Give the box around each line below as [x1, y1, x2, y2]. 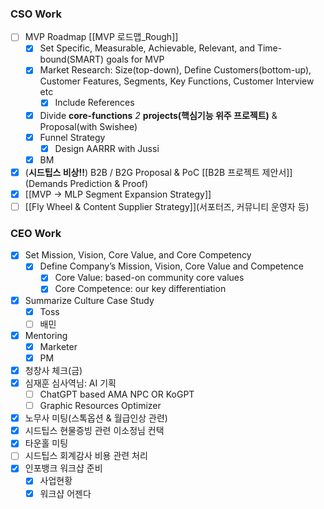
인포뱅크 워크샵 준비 [24, 462, 103, 474]
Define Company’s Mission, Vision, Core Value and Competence [39, 260, 305, 272]
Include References [54, 97, 135, 109]
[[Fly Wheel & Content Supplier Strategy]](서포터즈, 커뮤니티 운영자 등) [24, 200, 310, 212]
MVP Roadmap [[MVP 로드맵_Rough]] [24, 31, 179, 43]
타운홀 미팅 [24, 437, 69, 449]
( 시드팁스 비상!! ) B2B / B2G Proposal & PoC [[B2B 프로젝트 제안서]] [24, 166, 293, 178]
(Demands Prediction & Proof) [24, 177, 149, 189]
